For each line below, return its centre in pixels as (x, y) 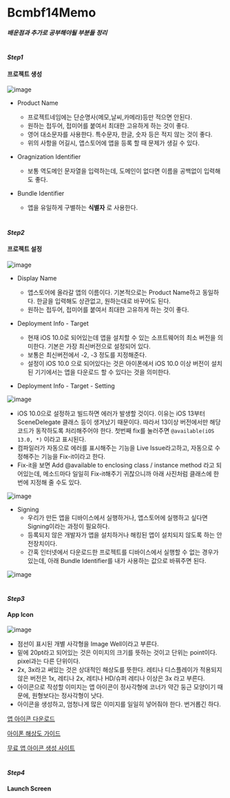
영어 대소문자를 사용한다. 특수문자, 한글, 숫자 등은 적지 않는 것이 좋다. (120, 134)
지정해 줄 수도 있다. (56, 482)
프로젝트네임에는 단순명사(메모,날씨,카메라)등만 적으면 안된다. (110, 117)
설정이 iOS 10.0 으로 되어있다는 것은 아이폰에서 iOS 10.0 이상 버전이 (118, 363)
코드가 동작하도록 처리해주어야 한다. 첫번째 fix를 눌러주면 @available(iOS (116, 430)
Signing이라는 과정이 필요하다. (69, 526)
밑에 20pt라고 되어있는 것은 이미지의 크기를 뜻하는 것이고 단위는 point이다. (117, 653)
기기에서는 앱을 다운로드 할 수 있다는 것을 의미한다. (103, 372)
